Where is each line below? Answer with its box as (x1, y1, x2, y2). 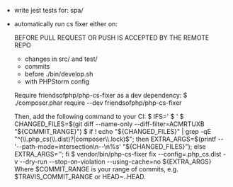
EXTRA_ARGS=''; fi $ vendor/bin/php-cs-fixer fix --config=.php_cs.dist (13, 150, 222, 158)
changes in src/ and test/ (24, 55, 98, 63)
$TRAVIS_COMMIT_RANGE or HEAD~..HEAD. (13, 173, 147, 181)
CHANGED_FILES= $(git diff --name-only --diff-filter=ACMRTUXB (13, 120, 205, 128)
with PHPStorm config (24, 77, 90, 86)
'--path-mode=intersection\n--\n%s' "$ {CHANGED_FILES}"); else (13, 142, 207, 151)
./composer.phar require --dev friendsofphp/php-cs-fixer (13, 98, 182, 107)
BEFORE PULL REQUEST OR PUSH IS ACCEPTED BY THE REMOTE (13, 33, 210, 42)
